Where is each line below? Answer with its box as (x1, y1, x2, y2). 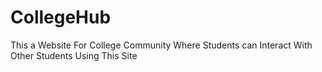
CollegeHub (10, 6, 112, 29)
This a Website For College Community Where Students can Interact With (10, 39, 313, 51)
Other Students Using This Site (10, 49, 138, 61)
